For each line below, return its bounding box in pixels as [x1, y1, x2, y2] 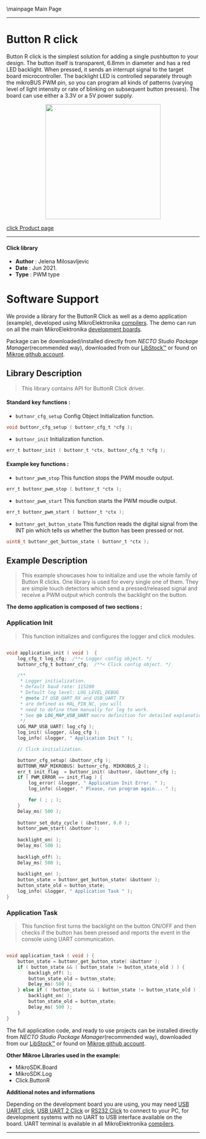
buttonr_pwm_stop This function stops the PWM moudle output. [15, 474, 174, 481]
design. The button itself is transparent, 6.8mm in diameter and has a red [6, 59, 191, 66]
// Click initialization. [17, 746, 84, 752]
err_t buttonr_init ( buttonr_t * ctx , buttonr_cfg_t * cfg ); [6, 447, 166, 453]
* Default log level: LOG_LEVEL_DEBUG [20, 690, 120, 696]
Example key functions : [6, 461, 69, 468]
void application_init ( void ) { [6, 650, 97, 656]
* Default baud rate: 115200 [20, 684, 95, 690]
